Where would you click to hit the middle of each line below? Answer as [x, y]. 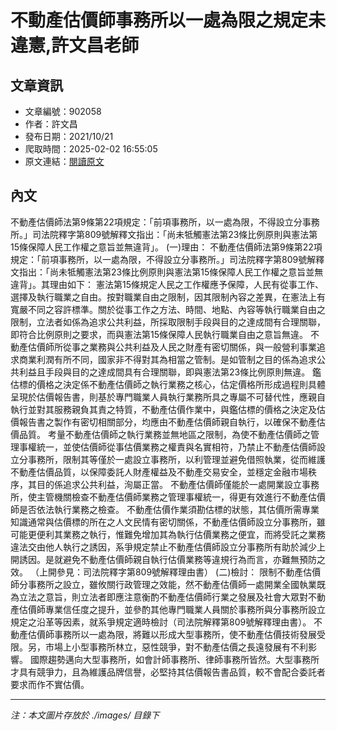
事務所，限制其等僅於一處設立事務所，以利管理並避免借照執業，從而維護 [176, 459]
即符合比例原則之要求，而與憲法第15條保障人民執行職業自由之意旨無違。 [159, 334]
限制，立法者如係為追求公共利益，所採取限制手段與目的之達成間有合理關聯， [168, 322]
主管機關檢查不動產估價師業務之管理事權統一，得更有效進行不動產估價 [181, 497]
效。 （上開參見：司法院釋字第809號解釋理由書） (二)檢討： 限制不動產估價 [166, 572]
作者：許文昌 [51, 124]
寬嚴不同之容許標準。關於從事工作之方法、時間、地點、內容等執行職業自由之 [168, 309]
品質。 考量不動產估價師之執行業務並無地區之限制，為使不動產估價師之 [164, 434]
